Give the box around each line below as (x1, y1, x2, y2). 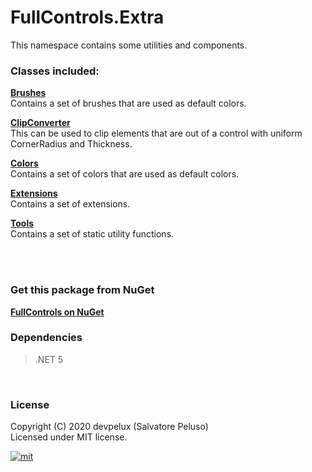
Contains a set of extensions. (10, 198, 131, 210)
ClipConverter (10, 117, 71, 129)
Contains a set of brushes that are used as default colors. (10, 97, 247, 110)
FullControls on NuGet (10, 306, 105, 318)
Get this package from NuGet (10, 283, 155, 297)
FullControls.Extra (10, 6, 165, 29)
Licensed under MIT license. (10, 431, 128, 443)
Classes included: (10, 64, 100, 78)
